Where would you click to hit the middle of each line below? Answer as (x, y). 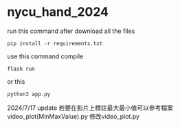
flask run (21, 69)
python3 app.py (29, 94)
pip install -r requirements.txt (55, 43)
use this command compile (45, 56)
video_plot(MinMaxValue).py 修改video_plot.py (73, 116)
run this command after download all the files (71, 31)
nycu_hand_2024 (58, 12)
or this (16, 81)
